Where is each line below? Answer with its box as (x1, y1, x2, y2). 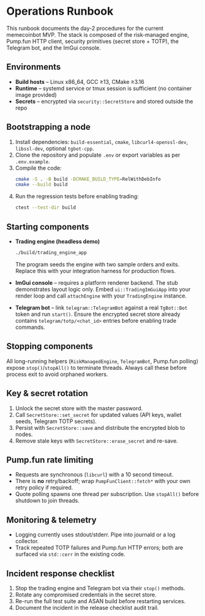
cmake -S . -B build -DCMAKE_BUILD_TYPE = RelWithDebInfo (15, 176, 161, 182)
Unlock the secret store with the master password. (15, 404, 143, 411)
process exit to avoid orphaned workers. (6, 370, 108, 378)
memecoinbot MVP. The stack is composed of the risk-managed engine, (6, 31, 190, 38)
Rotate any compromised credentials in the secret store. (15, 591, 157, 598)
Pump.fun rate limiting (6, 454, 94, 465)
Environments (6, 62, 61, 72)
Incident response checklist (6, 568, 115, 579)
